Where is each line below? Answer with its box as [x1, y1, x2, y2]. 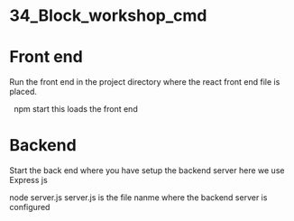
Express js [9, 175, 48, 186]
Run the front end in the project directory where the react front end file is [9, 77, 280, 87]
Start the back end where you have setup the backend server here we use [9, 165, 285, 176]
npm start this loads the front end [13, 104, 138, 115]
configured [9, 202, 51, 213]
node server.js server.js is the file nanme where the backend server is [9, 192, 268, 203]
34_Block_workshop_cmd [9, 5, 207, 26]
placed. [9, 87, 38, 97]
